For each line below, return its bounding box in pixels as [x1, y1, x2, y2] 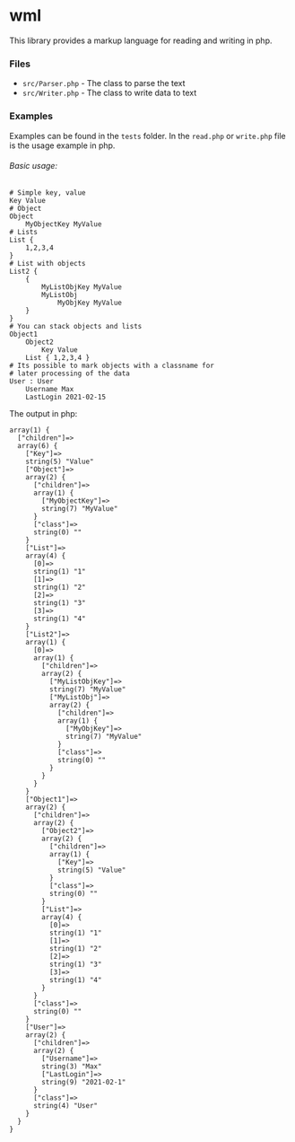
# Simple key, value [9, 188, 87, 198]
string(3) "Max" [41, 1061, 102, 1071]
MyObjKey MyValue [56, 298, 123, 307]
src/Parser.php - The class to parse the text [22, 78, 186, 89]
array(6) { [17, 441, 58, 450]
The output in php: [9, 408, 78, 418]
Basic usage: [9, 161, 58, 171]
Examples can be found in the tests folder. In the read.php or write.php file [9, 130, 286, 141]
